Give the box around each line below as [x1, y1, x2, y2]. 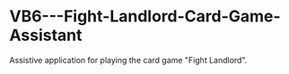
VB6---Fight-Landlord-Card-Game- [9, 6, 281, 27]
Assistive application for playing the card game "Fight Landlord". [9, 54, 248, 65]
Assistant [9, 25, 83, 45]
